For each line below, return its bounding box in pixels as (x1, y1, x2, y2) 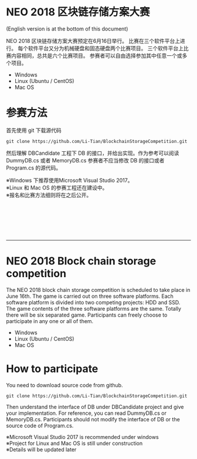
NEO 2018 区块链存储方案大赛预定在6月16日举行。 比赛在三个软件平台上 (6, 37, 181, 44)
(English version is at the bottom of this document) (6, 25, 128, 32)
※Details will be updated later (6, 445, 77, 453)
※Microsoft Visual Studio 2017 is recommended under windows (6, 433, 159, 440)
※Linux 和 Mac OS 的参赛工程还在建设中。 (6, 184, 108, 191)
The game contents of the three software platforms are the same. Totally (6, 305, 182, 312)
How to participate (6, 362, 98, 375)
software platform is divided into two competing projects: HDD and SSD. (6, 298, 181, 306)
